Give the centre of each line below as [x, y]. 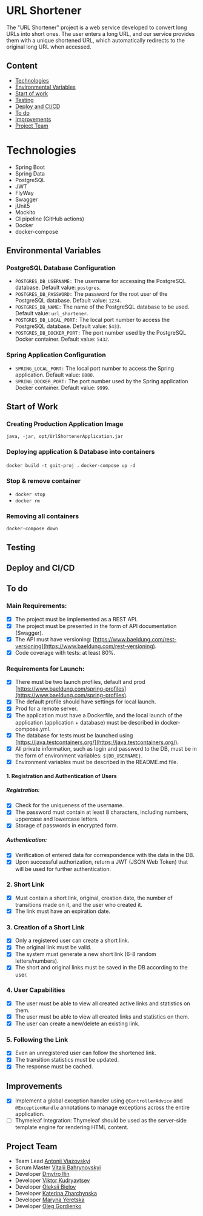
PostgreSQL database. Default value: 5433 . [68, 326]
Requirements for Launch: [45, 669]
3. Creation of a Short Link [45, 927]
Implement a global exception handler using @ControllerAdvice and [99, 1101]
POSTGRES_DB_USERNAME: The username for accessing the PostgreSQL [101, 281]
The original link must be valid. [53, 948]
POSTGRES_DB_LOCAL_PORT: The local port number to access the [92, 320]
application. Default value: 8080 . [55, 375]
